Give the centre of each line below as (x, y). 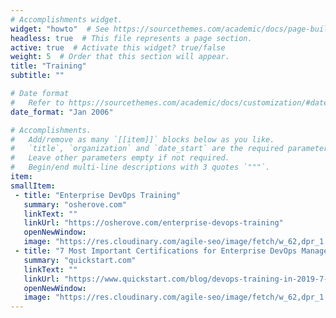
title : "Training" (48, 66)
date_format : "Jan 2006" (62, 112)
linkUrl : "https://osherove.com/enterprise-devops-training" (153, 223)
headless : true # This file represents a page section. (131, 38)
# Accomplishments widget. (66, 19)
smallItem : (33, 186)
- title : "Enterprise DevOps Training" (98, 195)
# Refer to (37, 102)
